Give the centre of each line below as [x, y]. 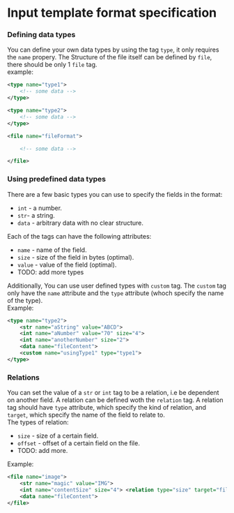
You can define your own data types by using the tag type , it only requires [113, 50]
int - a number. [40, 208]
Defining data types [41, 35]
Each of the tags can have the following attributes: [79, 236]
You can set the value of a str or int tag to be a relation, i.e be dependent [113, 393]
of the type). [25, 300]
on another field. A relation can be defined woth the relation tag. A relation [116, 400]
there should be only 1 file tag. [52, 65]
